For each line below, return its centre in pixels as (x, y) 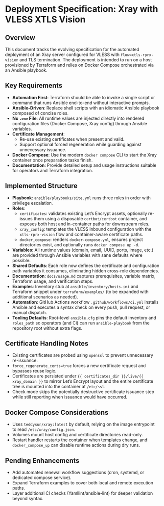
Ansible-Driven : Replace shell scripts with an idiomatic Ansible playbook (86, 108)
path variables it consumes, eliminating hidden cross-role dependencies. (85, 270)
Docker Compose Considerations (57, 413)
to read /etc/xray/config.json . (44, 429)
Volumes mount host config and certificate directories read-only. (77, 435)
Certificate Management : (38, 134)
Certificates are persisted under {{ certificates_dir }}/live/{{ (78, 376)
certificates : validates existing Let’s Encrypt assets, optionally (83, 213)
